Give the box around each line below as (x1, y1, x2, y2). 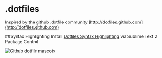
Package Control (5, 38, 39, 44)
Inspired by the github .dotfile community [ (5, 19, 90, 25)
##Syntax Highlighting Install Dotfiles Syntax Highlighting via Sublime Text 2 (5, 34, 157, 39)
